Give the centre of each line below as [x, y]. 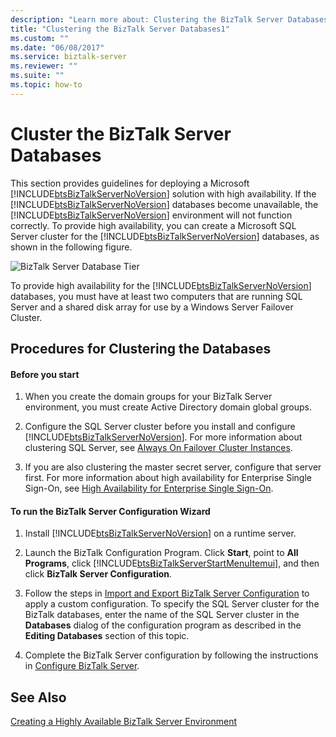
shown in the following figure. [71, 247]
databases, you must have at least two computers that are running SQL [156, 296]
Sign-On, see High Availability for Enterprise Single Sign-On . [149, 488]
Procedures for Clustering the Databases [141, 349]
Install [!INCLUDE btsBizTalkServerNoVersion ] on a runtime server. [160, 533]
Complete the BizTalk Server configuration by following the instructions [171, 655]
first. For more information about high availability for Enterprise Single [168, 478]
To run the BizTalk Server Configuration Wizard [110, 511]
